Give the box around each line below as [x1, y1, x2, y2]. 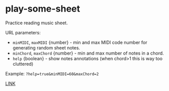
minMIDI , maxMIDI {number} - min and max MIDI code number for [12, 39, 148, 45]
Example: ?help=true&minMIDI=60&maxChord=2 [5, 70, 99, 76]
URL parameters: [5, 29, 41, 35]
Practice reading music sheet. [5, 20, 68, 26]
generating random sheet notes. [12, 44, 80, 51]
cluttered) [12, 61, 34, 67]
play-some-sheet [5, 3, 80, 15]
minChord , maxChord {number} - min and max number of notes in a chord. [12, 50, 164, 56]
